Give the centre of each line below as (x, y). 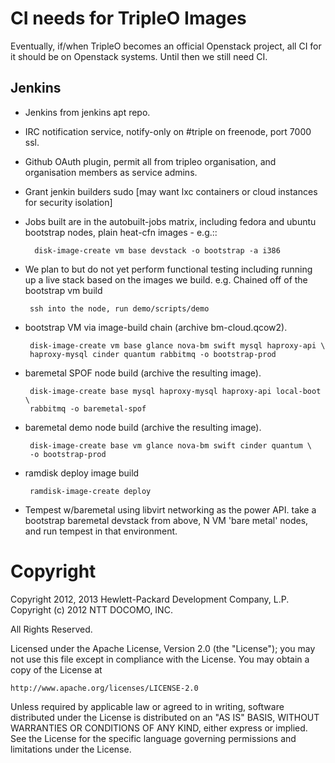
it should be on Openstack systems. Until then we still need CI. (139, 56)
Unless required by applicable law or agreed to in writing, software (147, 706)
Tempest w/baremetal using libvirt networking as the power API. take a (170, 509)
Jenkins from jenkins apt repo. (87, 112)
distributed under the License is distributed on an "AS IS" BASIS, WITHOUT (165, 717)
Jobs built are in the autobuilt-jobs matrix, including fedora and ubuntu (170, 221)
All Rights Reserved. (51, 629)
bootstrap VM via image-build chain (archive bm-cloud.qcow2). (156, 327)
